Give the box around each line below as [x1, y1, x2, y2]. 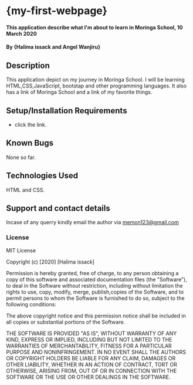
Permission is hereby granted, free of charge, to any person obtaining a [6, 269, 179, 276]
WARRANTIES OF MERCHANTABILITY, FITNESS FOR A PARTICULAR [6, 342, 172, 349]
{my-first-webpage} [6, 4, 107, 18]
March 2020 [6, 30, 37, 37]
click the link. [14, 121, 47, 128]
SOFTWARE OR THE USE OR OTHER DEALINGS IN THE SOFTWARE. [6, 373, 171, 380]
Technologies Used [6, 171, 78, 181]
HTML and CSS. [6, 186, 45, 193]
